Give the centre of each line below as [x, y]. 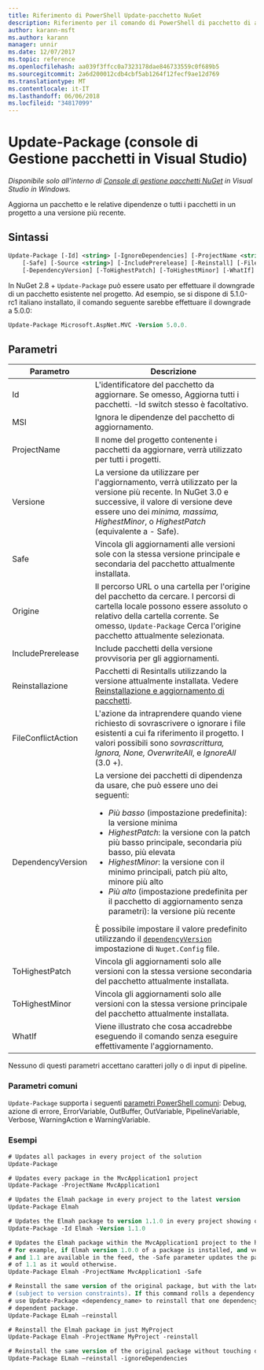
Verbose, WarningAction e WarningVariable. [79, 1120]
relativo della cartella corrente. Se [157, 616]
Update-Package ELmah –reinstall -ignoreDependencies [98, 1359]
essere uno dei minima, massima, [157, 512]
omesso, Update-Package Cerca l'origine [168, 626]
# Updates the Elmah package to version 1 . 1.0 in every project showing [130, 1221]
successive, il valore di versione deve [164, 502]
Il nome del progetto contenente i [156, 440]
